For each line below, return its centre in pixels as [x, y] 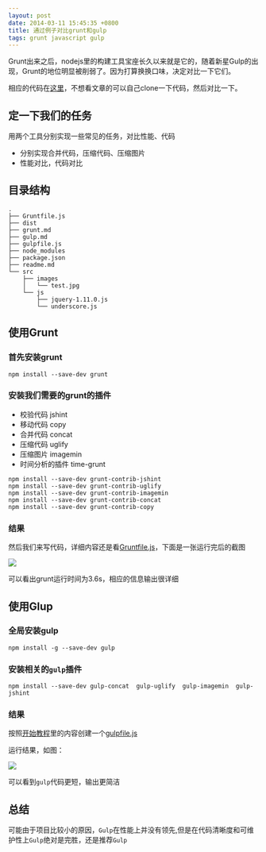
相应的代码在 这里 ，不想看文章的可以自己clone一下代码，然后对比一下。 [125, 88]
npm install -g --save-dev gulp [62, 648]
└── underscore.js [67, 306]
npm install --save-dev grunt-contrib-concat [85, 500]
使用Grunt [33, 333]
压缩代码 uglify [44, 444]
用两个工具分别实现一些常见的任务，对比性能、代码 [92, 137]
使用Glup [31, 606]
